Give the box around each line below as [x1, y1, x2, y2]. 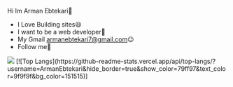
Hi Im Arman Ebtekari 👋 [7, 7, 73, 15]
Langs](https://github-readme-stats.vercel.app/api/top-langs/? [34, 57, 216, 65]
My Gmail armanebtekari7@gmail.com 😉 [17, 35, 134, 43]
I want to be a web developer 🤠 [17, 28, 106, 36]
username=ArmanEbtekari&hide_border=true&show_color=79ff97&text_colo [7, 65, 226, 73]
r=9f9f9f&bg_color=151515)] [7, 72, 88, 80]
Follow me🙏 [17, 43, 51, 51]
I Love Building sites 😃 [17, 20, 82, 28]
